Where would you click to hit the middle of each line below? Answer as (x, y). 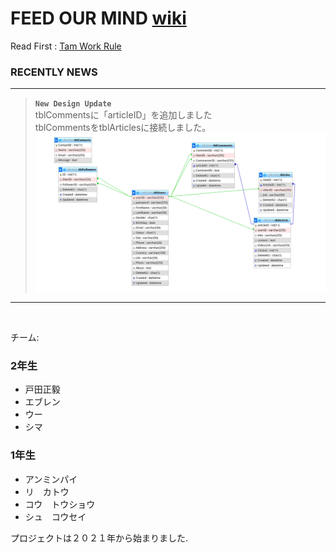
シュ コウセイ (55, 516)
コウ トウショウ (60, 504)
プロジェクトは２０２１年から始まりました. (99, 538)
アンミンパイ (51, 479)
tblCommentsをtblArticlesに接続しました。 (123, 128)
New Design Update (73, 104)
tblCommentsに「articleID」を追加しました (123, 115)
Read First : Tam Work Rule (66, 46)
